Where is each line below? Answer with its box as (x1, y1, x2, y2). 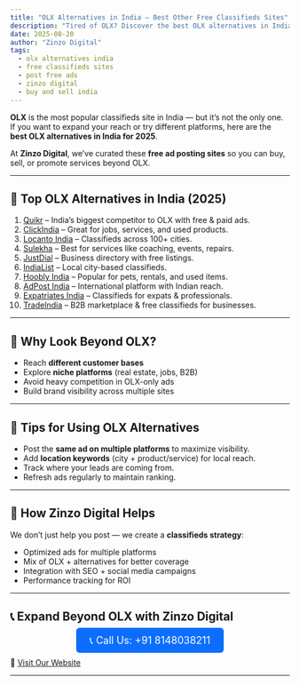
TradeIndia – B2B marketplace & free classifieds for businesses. (22, 299, 256, 311)
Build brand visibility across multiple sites (22, 386, 175, 396)
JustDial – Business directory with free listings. (22, 252, 194, 263)
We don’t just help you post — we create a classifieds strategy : (10, 530, 244, 540)
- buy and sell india (18, 87, 98, 96)
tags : (10, 46, 30, 55)
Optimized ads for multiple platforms (22, 546, 157, 557)
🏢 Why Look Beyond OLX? (10, 334, 157, 349)
